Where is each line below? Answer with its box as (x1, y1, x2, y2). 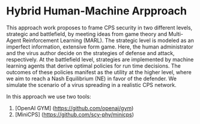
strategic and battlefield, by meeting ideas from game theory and (6, 30, 168, 37)
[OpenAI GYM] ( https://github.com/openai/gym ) (14, 104, 134, 111)
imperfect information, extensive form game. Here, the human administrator (6, 43, 193, 50)
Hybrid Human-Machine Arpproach (6, 4, 187, 18)
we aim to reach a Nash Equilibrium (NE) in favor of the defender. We (6, 75, 177, 82)
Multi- (168, 30, 184, 37)
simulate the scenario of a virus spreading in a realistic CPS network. (6, 81, 177, 88)
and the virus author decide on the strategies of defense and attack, (6, 49, 175, 56)
